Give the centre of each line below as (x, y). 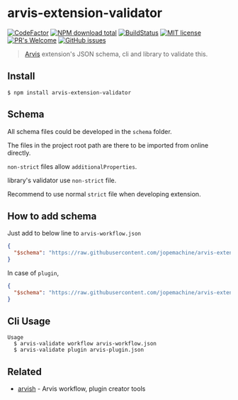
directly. (19, 152)
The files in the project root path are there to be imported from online (108, 145)
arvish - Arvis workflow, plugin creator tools (81, 389)
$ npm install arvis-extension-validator (69, 93)
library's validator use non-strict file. (62, 180)
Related (25, 371)
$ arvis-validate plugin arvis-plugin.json (79, 350)
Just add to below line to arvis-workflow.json (74, 233)
